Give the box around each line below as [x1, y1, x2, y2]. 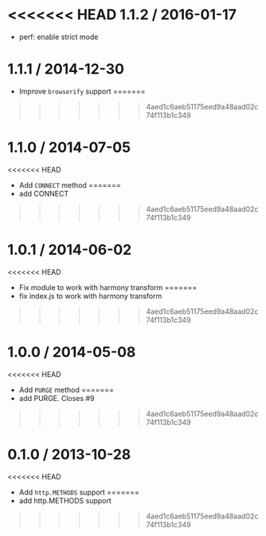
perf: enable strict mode [18, 32, 99, 42]
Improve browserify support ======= [18, 86, 146, 96]
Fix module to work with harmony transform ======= [18, 282, 198, 292]
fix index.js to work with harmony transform [18, 291, 162, 300]
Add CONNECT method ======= [18, 180, 121, 189]
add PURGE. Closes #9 [18, 393, 95, 403]
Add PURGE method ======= [18, 385, 115, 395]
